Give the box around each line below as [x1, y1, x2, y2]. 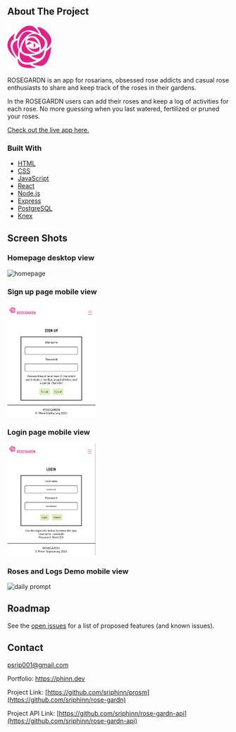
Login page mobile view [7, 427, 90, 437]
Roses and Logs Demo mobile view [7, 566, 129, 576]
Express [17, 197, 42, 205]
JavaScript [17, 174, 49, 182]
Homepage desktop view [7, 253, 95, 263]
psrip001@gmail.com [7, 660, 69, 669]
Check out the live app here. [7, 125, 89, 134]
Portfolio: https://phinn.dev [7, 674, 85, 683]
